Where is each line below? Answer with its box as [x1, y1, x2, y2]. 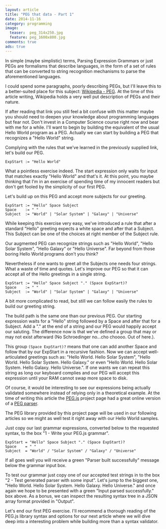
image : [5, 26, 19, 31]
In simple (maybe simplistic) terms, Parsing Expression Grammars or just [5, 57, 154, 63]
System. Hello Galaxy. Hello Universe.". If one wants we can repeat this [5, 365, 150, 370]
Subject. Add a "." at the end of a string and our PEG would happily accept [5, 323, 157, 329]
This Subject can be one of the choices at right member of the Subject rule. [5, 231, 160, 237]
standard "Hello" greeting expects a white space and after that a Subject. [5, 225, 155, 231]
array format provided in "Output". [5, 498, 75, 504]
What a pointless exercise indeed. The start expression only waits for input [5, 168, 158, 174]
